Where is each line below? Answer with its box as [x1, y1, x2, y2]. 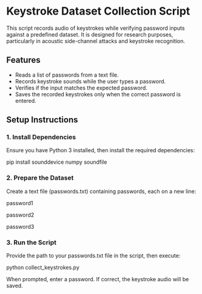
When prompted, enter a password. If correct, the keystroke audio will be [6, 276, 189, 283]
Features [6, 55, 41, 65]
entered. [15, 97, 36, 104]
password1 [6, 199, 33, 206]
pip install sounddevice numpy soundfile [6, 158, 107, 166]
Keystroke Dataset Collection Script [6, 4, 190, 18]
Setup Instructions [6, 114, 78, 125]
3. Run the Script [6, 238, 56, 247]
